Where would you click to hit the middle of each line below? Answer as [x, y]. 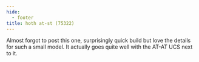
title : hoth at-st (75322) [40, 23]
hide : [13, 12]
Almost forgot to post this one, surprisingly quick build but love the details [99, 41]
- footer [23, 18]
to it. [12, 53]
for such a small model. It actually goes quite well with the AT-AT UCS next [99, 47]
